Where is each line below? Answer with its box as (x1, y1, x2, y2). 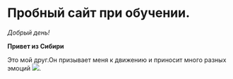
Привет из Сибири (7, 42, 65, 50)
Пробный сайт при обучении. (7, 5, 191, 21)
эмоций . (7, 63, 42, 72)
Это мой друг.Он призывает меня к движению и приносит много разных (7, 55, 227, 64)
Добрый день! (7, 28, 50, 37)
